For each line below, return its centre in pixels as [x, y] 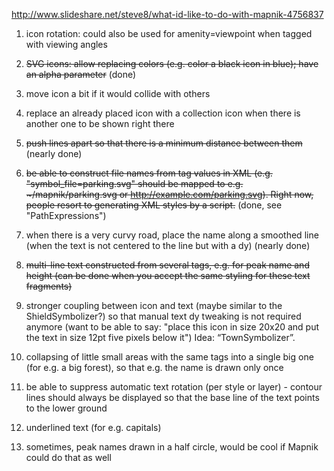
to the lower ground [66, 408]
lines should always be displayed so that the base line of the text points [172, 397]
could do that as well [68, 457]
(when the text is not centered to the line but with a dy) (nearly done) [168, 245]
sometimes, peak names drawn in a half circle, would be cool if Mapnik [172, 447]
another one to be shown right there [100, 123]
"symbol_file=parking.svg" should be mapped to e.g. [134, 183]
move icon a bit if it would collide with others [118, 93]
